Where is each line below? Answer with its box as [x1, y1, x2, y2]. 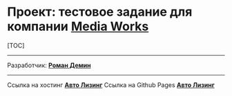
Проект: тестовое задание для [7, 4, 193, 20]
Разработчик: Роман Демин [7, 61, 91, 69]
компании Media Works [7, 19, 149, 34]
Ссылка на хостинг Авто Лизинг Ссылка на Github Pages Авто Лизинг [7, 80, 215, 89]
